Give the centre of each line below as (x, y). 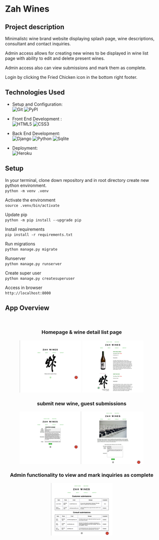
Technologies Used (35, 93)
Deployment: (25, 148)
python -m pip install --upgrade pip (43, 220)
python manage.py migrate (31, 249)
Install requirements (25, 229)
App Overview (27, 308)
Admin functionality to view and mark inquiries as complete (82, 475)
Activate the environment (30, 200)
